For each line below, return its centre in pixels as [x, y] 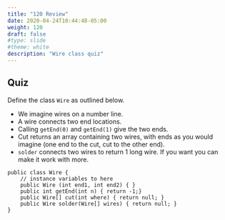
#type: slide [27, 41]
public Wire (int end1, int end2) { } [78, 185]
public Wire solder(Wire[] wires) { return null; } [99, 204]
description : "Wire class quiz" [55, 54]
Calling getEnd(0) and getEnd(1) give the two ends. [93, 129]
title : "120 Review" [38, 14]
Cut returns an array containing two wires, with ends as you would [115, 136]
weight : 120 [25, 27]
